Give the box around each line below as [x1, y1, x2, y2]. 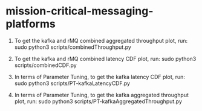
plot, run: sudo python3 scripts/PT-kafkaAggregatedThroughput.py [14, 98, 183, 105]
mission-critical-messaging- [5, 4, 154, 18]
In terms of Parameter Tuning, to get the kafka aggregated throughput [14, 91, 189, 98]
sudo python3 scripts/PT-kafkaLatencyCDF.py [14, 80, 131, 87]
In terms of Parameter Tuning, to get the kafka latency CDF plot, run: [14, 73, 186, 80]
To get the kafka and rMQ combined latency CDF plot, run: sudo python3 [14, 55, 197, 62]
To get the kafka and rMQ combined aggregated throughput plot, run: [14, 37, 188, 44]
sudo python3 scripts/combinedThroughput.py [14, 43, 131, 51]
